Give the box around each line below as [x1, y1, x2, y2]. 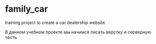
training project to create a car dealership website [5, 20, 105, 25]
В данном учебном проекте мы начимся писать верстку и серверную [5, 29, 152, 35]
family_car [5, 3, 48, 15]
